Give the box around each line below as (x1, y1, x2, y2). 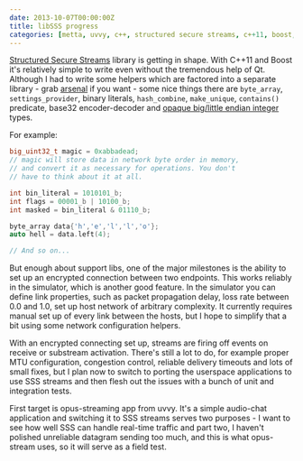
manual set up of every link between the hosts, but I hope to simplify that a (9, 310, 287, 321)
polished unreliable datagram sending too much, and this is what (9, 432, 250, 443)
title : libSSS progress (9, 22, 99, 31)
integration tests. (9, 385, 72, 397)
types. (9, 112, 33, 123)
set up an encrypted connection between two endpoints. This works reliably (9, 272, 292, 283)
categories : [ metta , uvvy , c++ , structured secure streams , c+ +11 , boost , (9, 30, 297, 39)
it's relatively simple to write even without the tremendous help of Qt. (9, 64, 266, 75)
